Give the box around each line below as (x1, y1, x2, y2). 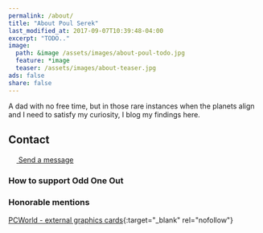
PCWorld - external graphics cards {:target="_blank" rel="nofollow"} (8, 215, 233, 225)
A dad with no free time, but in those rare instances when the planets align (8, 101, 255, 111)
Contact (8, 133, 50, 146)
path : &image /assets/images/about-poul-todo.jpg (15, 49, 185, 57)
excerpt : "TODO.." (8, 34, 70, 43)
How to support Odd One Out (8, 175, 124, 186)
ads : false (8, 72, 45, 80)
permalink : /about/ (8, 11, 74, 20)
